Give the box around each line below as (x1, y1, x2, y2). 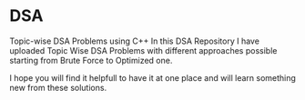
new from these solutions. (9, 82, 107, 93)
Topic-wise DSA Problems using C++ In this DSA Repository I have (9, 35, 259, 46)
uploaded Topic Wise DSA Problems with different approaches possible (9, 45, 278, 55)
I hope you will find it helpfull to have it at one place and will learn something (9, 72, 296, 83)
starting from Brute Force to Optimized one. (9, 55, 173, 65)
